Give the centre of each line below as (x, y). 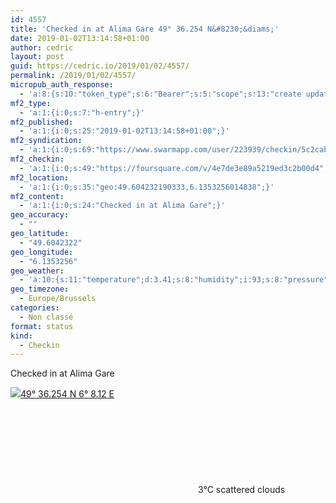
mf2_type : (31, 103)
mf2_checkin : (37, 159)
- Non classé (46, 317)
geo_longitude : (42, 252)
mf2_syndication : (46, 141)
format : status (42, 326)
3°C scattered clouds (242, 490)
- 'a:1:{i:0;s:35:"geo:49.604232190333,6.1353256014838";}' (147, 187)
